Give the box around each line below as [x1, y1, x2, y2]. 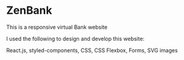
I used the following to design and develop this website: [6, 35, 145, 42]
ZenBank [6, 4, 52, 17]
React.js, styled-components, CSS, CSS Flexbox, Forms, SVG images [6, 46, 178, 54]
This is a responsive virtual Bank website [6, 23, 107, 31]
